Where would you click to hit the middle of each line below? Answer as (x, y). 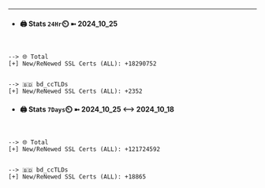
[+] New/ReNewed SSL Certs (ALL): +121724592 (84, 149)
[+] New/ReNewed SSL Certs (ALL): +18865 (77, 177)
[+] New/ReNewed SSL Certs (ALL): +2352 (76, 91)
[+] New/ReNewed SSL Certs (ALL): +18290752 (82, 64)
